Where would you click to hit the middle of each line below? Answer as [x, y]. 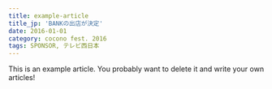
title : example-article [49, 16]
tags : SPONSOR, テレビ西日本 [54, 46]
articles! [22, 78]
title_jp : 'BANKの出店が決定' [56, 23]
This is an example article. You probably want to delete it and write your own [136, 69]
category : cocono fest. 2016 [58, 38]
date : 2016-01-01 [38, 31]
